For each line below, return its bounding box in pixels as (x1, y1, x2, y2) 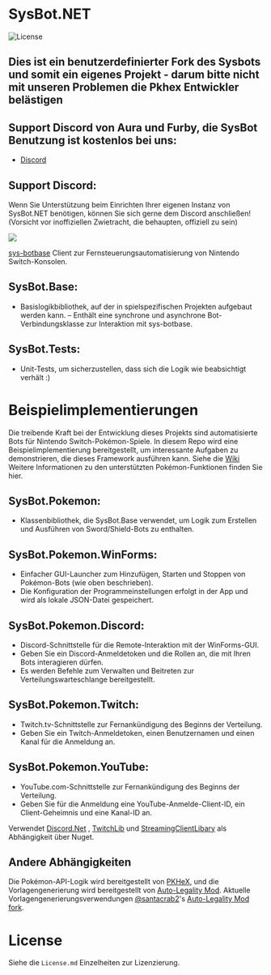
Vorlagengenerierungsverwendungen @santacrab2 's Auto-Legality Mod (8, 894, 250, 904)
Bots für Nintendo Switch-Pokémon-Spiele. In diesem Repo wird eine (8, 436, 239, 446)
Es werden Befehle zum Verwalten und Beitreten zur (19, 665, 194, 675)
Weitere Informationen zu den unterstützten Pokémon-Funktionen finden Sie (8, 462, 263, 472)
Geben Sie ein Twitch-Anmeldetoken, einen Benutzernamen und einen (19, 728, 255, 738)
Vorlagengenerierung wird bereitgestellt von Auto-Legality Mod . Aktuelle (8, 885, 251, 896)
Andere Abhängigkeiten (8, 855, 132, 869)
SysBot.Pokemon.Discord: (8, 618, 145, 632)
